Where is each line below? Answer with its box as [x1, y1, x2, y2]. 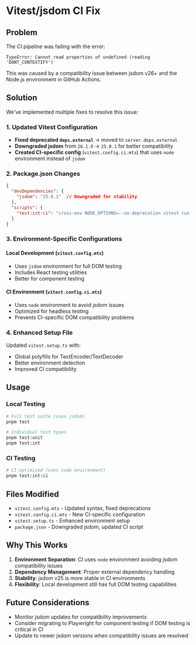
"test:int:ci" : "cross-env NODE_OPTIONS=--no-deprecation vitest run [16, 210, 190, 216]
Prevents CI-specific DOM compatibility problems [14, 313, 135, 320]
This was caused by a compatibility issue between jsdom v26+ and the [6, 70, 177, 77]
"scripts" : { [11, 204, 43, 210]
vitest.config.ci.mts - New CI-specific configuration [14, 511, 145, 518]
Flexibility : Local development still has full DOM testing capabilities [14, 581, 177, 588]
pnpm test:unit [6, 435, 43, 441]
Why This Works [6, 540, 68, 550]
